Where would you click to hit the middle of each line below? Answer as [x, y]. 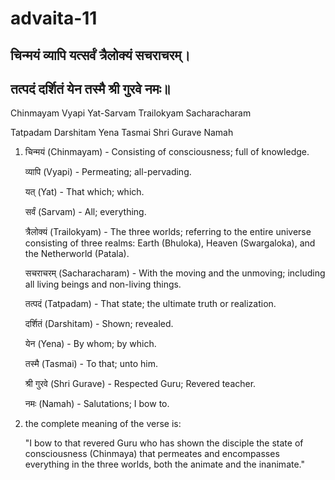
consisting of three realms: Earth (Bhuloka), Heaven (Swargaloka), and [170, 243]
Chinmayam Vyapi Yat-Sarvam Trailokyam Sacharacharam [131, 113]
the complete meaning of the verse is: [103, 424]
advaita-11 [54, 18]
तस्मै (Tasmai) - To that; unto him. [91, 364]
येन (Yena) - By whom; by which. [90, 344]
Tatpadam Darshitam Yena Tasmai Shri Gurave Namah [122, 133]
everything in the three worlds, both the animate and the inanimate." [165, 464]
